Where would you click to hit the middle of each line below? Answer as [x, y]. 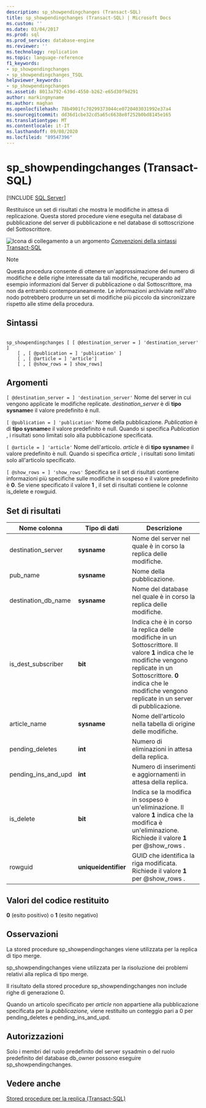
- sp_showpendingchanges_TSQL [45, 75]
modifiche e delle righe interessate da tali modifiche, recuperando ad [93, 278]
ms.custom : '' [25, 23]
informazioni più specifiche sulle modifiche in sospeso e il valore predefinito [102, 479]
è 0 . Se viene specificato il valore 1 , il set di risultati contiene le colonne [97, 485]
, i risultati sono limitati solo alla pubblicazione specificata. [80, 435]
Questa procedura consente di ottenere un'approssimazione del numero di [101, 271]
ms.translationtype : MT [37, 120]
